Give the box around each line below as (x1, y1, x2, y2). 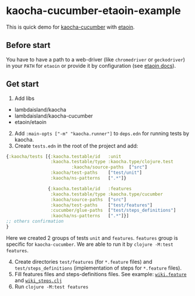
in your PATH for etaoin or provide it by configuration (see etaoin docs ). (6, 62, 176, 69)
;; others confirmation (6, 218, 64, 225)
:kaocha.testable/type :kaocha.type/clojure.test (50, 159, 174, 165)
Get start (6, 79, 39, 89)
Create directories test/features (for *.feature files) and (14, 258, 153, 265)
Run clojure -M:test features (14, 283, 89, 290)
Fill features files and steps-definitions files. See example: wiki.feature (14, 270, 187, 277)
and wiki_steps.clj (14, 277, 62, 284)
